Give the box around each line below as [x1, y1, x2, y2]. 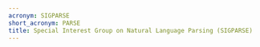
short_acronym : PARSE [8, 19, 81, 27]
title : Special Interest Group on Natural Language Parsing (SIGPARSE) [8, 26, 253, 34]
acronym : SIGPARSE [8, 11, 70, 20]
